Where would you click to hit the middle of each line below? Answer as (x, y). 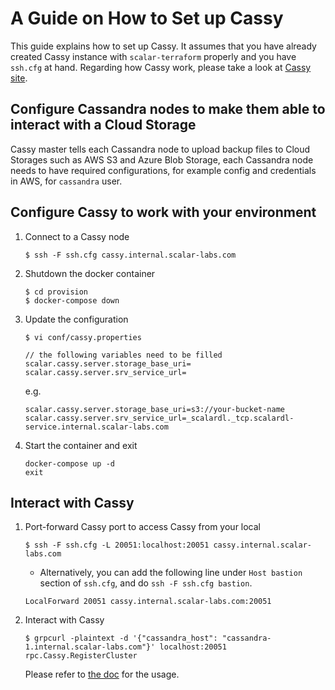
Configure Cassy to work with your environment (163, 212)
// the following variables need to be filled (123, 355)
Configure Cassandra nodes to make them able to (168, 109)
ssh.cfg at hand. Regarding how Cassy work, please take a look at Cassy (161, 67)
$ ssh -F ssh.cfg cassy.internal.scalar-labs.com (130, 255)
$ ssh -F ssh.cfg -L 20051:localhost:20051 (117, 545)
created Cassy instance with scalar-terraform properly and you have (153, 56)
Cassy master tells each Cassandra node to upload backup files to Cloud (160, 149)
